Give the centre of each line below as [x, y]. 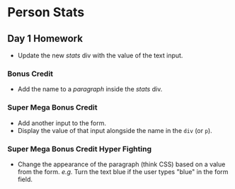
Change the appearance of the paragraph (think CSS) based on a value [121, 164]
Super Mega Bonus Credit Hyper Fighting [80, 149]
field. [25, 179]
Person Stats [46, 12]
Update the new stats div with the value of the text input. [100, 55]
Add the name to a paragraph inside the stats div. [90, 89]
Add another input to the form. [62, 123]
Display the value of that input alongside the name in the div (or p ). [115, 130]
